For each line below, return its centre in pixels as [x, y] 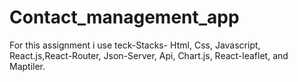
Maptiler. [27, 66]
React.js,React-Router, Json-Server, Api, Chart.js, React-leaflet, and [149, 55]
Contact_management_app [124, 17]
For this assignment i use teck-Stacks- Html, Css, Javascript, [135, 45]
